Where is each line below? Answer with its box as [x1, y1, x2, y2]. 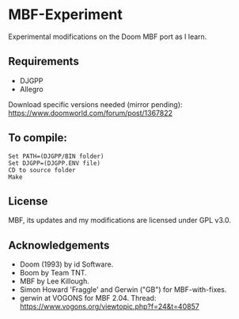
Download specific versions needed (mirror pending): [8, 99, 183, 109]
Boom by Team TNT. [19, 268, 87, 278]
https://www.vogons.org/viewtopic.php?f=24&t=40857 [19, 302, 199, 311]
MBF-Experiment [8, 6, 123, 24]
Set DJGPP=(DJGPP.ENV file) [8, 159, 101, 167]
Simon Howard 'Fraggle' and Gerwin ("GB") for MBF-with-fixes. [19, 285, 227, 294]
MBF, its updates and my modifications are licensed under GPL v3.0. [8, 216, 231, 225]
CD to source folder [8, 166, 77, 174]
